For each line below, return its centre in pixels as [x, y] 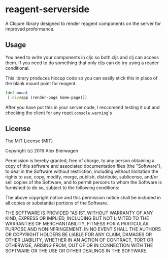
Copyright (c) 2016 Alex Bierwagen [42, 151]
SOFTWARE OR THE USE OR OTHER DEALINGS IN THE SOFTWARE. [76, 251]
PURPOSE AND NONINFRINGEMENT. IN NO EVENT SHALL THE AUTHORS [83, 229]
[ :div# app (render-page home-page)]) [47, 97]
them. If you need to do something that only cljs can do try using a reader [82, 63]
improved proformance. [30, 29]
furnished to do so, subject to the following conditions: [62, 188]
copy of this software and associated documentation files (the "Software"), [84, 166]
